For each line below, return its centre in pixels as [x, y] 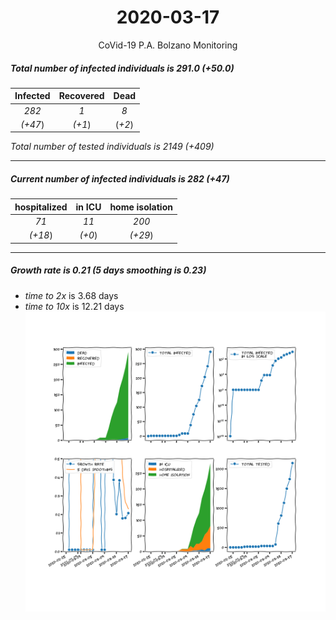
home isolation [141, 207]
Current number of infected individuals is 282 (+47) [120, 179]
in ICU [88, 207]
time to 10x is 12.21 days [74, 306]
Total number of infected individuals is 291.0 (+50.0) [122, 68]
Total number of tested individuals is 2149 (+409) [112, 147]
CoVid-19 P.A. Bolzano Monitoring [168, 45]
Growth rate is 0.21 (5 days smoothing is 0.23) [108, 270]
